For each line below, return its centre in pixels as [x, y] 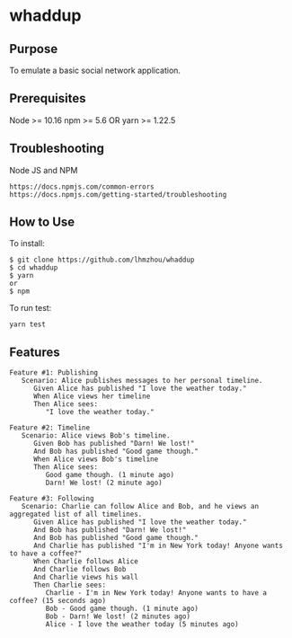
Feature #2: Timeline [50, 428]
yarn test [28, 324]
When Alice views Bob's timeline [96, 459]
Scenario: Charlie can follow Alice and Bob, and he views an [140, 507]
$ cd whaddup [34, 268]
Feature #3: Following [52, 499]
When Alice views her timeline [92, 396]
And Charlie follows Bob [80, 570]
